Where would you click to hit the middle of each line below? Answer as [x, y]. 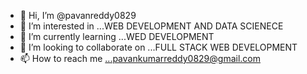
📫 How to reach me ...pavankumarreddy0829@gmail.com [140, 58]
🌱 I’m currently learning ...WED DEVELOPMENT [117, 36]
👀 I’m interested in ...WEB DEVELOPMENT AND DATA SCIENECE [151, 26]
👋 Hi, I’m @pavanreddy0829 [78, 15]
